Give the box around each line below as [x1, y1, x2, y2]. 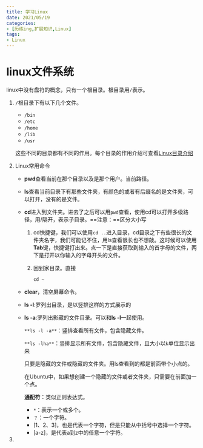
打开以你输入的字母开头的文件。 [44, 251, 124, 259]
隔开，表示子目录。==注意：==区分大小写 [42, 216, 147, 223]
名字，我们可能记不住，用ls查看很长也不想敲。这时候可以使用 [44, 236, 197, 243]
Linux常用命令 [15, 162, 50, 170]
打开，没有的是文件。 [29, 195, 83, 203]
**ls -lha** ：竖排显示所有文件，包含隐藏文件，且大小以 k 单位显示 [24, 340, 190, 347]
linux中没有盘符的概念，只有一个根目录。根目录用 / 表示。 [6, 86, 148, 93]
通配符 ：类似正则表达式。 [24, 393, 88, 400]
